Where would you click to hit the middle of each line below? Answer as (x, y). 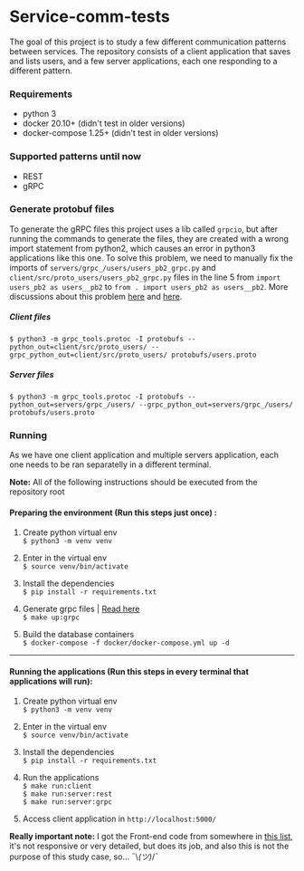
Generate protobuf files (62, 209)
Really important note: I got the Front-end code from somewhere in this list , (152, 837)
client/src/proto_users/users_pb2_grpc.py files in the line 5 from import (145, 277)
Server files (32, 375)
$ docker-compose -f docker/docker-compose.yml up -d (126, 643)
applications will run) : (51, 681)
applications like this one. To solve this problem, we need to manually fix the (152, 258)
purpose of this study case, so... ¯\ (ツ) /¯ (84, 857)
